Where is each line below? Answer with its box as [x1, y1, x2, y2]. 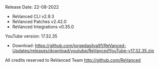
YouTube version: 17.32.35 [5, 34, 58, 39]
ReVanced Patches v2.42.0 [12, 19, 67, 24]
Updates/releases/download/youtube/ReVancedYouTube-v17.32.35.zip [12, 48, 155, 53]
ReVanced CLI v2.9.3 [12, 14, 55, 19]
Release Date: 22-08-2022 [5, 4, 59, 10]
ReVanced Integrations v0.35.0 [12, 24, 74, 30]
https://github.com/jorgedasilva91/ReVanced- [35, 43, 126, 48]
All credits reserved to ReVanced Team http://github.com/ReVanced [5, 57, 141, 63]
